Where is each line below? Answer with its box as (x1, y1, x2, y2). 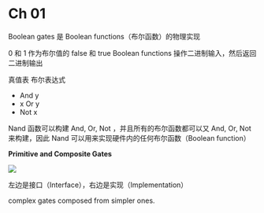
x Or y (19, 99, 40, 108)
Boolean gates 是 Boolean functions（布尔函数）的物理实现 (8, 31, 201, 41)
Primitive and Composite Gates (8, 149, 113, 158)
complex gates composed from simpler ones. (8, 196, 155, 205)
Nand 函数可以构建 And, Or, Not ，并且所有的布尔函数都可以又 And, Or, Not (8, 123, 252, 133)
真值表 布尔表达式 (8, 75, 65, 84)
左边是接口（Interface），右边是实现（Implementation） (8, 180, 188, 189)
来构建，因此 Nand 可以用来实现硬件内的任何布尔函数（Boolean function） (8, 133, 251, 142)
